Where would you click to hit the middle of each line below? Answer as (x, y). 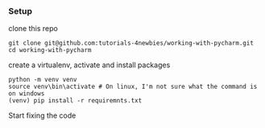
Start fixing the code (42, 116)
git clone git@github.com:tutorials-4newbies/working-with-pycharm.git (131, 43)
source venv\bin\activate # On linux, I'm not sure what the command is (133, 87)
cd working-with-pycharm (50, 50)
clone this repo (33, 29)
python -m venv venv (43, 80)
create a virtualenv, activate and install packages (89, 65)
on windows (27, 94)
